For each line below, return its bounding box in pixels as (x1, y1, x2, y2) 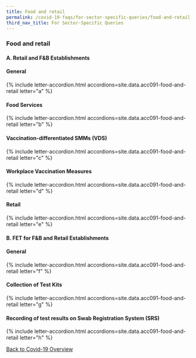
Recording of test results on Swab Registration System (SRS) (6, 314, 160, 322)
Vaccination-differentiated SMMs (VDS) (6, 134, 107, 141)
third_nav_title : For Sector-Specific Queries (6, 20, 124, 26)
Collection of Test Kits (6, 281, 63, 288)
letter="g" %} (20, 301, 53, 308)
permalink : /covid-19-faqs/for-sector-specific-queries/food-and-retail (6, 14, 191, 20)
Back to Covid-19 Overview (6, 345, 73, 353)
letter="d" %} (20, 187, 53, 195)
